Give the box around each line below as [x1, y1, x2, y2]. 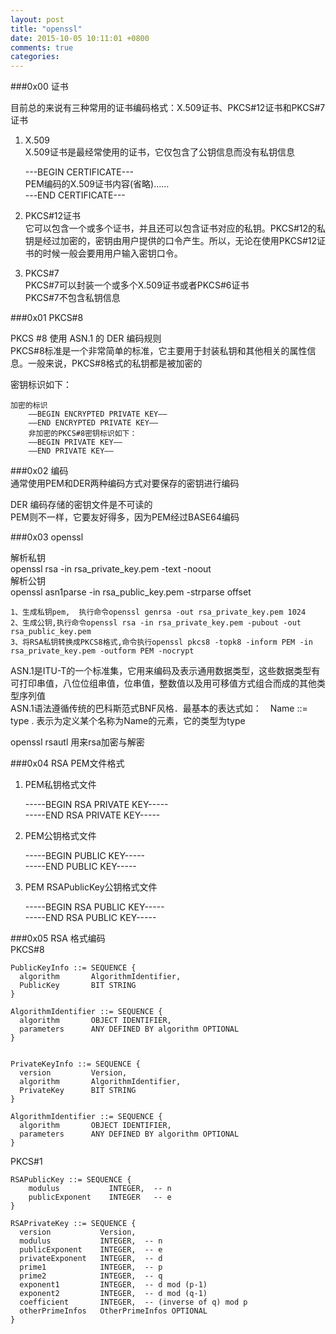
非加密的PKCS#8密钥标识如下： [28, 429, 138, 439]
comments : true [10, 42, 74, 53]
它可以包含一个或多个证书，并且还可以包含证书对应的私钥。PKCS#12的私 [24, 222, 326, 235]
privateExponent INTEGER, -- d [19, 1254, 163, 1264]
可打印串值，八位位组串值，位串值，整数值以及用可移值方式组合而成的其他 [10, 677, 317, 690]
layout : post [10, 14, 65, 25]
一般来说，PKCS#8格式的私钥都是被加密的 [27, 357, 203, 370]
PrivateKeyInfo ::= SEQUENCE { [10, 1059, 141, 1070]
